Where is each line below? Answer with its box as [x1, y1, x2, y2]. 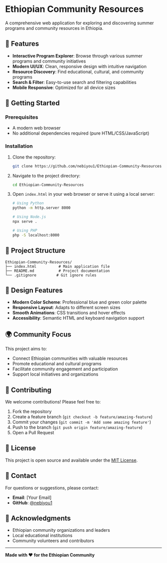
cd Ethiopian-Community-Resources [12, 182, 84, 187]
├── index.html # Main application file [5, 264, 110, 269]
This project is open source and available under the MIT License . [5, 457, 138, 463]
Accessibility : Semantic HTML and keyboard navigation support [12, 315, 145, 321]
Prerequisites [5, 114, 38, 121]
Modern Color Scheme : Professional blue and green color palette [12, 299, 147, 305]
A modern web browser [12, 125, 61, 131]
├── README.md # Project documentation [5, 268, 110, 273]
